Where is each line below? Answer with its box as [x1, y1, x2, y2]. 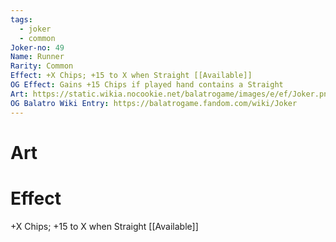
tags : [10, 14, 33, 25]
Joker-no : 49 [10, 42, 65, 53]
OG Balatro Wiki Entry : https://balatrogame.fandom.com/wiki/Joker [10, 98, 298, 108]
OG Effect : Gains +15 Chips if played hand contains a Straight [10, 80, 284, 90]
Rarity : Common [10, 61, 74, 71]
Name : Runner [10, 52, 65, 62]
